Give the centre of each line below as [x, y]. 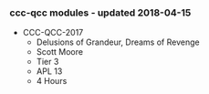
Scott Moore [60, 52]
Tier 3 [47, 62]
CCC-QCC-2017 [53, 33]
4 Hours [52, 81]
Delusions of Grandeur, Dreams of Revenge [118, 42]
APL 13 [49, 71]
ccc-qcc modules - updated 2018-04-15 [100, 13]
